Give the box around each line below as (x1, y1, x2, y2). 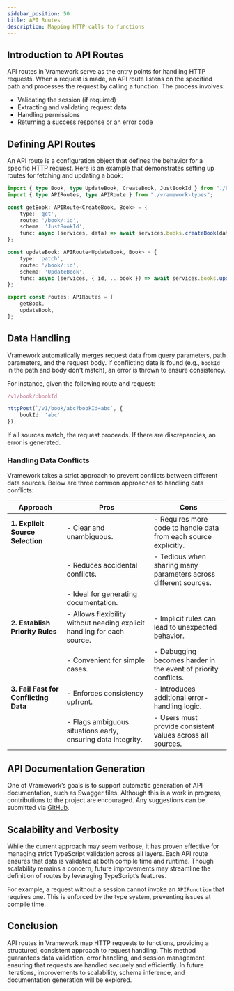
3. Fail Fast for (10, 684, 59, 694)
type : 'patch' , (19, 255, 64, 262)
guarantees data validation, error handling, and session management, (7, 953, 207, 962)
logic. (183, 701, 202, 711)
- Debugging (153, 647, 197, 657)
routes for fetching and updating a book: (7, 171, 123, 180)
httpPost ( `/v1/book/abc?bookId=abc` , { (7, 405, 123, 412)
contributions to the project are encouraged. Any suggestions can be (7, 796, 205, 804)
